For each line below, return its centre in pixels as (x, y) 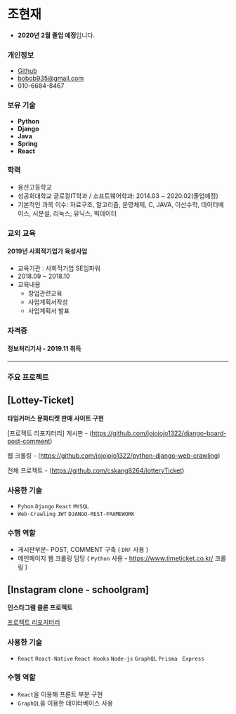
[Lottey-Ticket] (41, 401)
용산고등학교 (35, 187)
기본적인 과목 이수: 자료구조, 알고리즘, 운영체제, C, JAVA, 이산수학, (109, 204)
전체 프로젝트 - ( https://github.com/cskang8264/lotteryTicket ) (96, 470)
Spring (27, 143)
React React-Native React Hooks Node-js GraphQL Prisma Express (111, 659)
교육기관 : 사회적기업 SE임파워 (59, 268)
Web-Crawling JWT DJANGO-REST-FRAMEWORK (76, 514)
